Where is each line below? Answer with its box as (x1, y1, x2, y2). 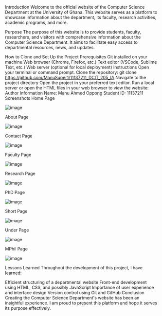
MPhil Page (5, 246, 28, 252)
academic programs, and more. (5, 19, 68, 25)
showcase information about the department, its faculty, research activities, (5, 15, 157, 20)
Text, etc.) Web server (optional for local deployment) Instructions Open (5, 64, 149, 70)
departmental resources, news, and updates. (5, 45, 95, 50)
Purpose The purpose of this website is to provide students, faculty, (5, 29, 141, 35)
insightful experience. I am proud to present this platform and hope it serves (5, 300, 157, 306)
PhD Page (5, 190, 25, 195)
